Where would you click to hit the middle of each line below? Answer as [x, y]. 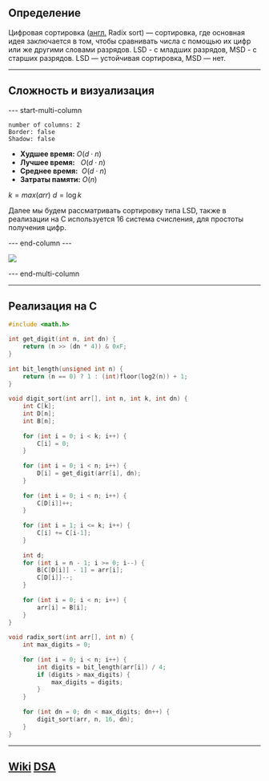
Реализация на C [53, 307]
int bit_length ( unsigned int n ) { [66, 369]
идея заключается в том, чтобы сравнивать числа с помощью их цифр [130, 41]
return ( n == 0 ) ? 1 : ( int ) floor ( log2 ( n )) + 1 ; [105, 376]
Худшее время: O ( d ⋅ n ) [60, 154]
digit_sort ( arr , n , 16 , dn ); [86, 719]
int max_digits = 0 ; [57, 645]
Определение [45, 13]
